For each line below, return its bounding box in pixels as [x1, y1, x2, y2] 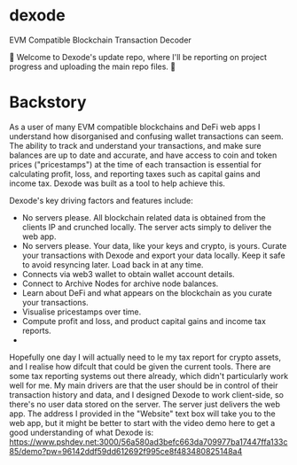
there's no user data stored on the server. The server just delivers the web [9, 399, 281, 409]
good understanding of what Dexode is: [9, 427, 154, 438]
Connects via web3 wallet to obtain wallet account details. [21, 268, 235, 279]
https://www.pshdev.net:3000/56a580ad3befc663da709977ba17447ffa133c [9, 436, 288, 447]
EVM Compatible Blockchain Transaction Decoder [9, 35, 192, 45]
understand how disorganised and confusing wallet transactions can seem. [9, 130, 284, 142]
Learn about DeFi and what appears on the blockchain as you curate [21, 287, 273, 298]
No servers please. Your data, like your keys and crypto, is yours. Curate [21, 240, 287, 251]
